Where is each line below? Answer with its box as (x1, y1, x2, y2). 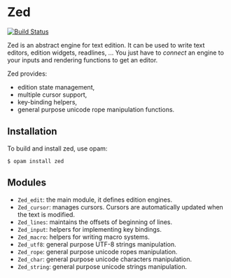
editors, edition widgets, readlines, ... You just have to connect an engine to (7, 48, 224, 57)
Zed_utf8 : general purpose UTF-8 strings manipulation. (17, 239, 176, 249)
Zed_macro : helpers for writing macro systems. (17, 232, 150, 241)
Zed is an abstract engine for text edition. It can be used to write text (7, 41, 205, 49)
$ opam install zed (7, 158, 64, 165)
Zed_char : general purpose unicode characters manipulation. (17, 255, 192, 263)
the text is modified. (17, 210, 76, 218)
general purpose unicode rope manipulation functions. (17, 105, 175, 113)
